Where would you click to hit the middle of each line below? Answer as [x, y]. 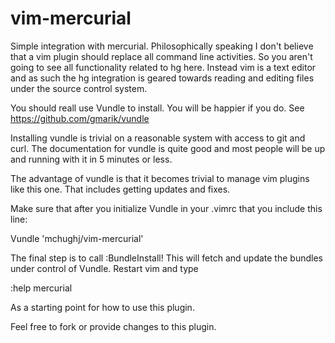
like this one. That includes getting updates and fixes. [120, 189]
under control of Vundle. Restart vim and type [104, 268]
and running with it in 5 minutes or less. [91, 159]
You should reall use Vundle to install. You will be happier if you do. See [157, 108]
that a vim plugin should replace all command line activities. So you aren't [161, 56]
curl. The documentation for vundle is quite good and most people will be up [168, 148]
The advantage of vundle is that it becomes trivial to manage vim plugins [160, 178]
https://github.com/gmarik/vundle [80, 118]
